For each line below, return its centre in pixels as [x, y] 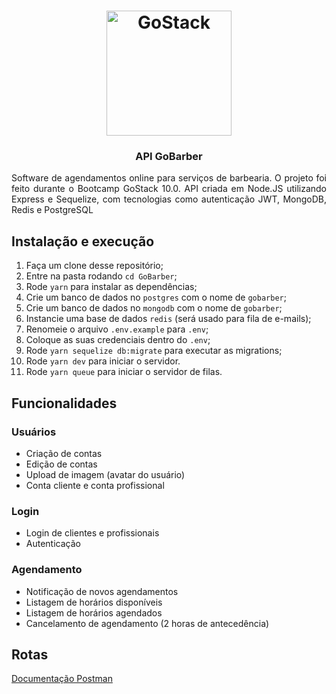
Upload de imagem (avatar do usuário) [105, 474]
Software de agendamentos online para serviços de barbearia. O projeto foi [169, 178]
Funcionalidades [64, 403]
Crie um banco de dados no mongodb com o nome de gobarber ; [154, 308]
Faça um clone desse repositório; [94, 266]
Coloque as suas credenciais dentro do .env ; [118, 340]
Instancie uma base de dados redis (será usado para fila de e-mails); [168, 319]
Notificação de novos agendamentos [102, 591]
